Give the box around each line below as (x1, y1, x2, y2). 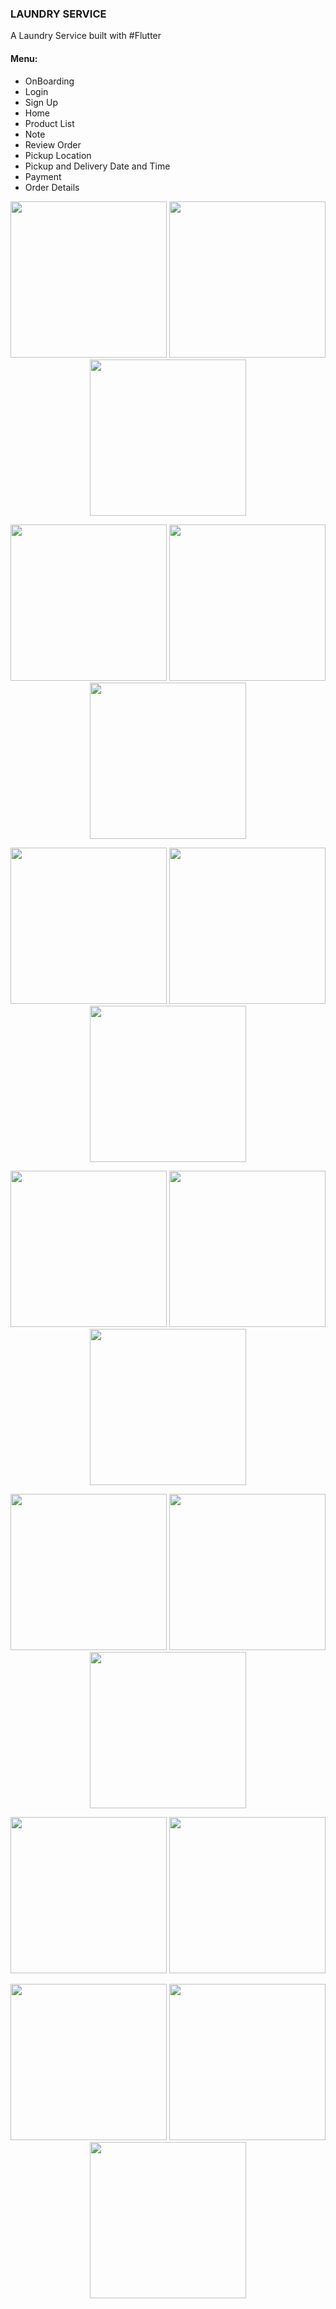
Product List (24, 117, 75, 129)
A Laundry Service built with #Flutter (10, 30, 162, 42)
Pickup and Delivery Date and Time (24, 160, 171, 172)
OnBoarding (24, 75, 75, 87)
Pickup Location (24, 149, 92, 161)
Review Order (24, 138, 82, 151)
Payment (24, 170, 62, 182)
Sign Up (24, 96, 58, 108)
